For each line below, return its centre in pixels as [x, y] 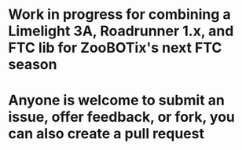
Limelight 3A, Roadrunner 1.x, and [121, 31]
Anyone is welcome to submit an [117, 101]
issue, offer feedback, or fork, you [122, 117]
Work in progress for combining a [120, 15]
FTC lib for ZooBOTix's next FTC [115, 48]
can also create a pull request [106, 134]
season [33, 65]
